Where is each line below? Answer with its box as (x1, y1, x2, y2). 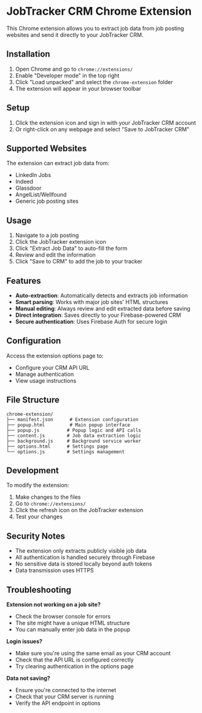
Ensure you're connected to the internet (15, 687, 117, 694)
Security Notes (6, 531, 66, 541)
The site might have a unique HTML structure (15, 619, 130, 627)
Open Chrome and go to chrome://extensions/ (15, 65, 133, 72)
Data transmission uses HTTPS (15, 567, 94, 574)
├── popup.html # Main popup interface (6, 422, 131, 428)
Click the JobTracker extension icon (15, 238, 106, 246)
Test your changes (15, 513, 63, 520)
